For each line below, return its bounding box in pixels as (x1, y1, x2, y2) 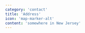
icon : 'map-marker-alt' (5, 16, 55, 21)
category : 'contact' (5, 7, 48, 12)
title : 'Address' (5, 12, 41, 16)
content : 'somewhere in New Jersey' (5, 20, 81, 26)
